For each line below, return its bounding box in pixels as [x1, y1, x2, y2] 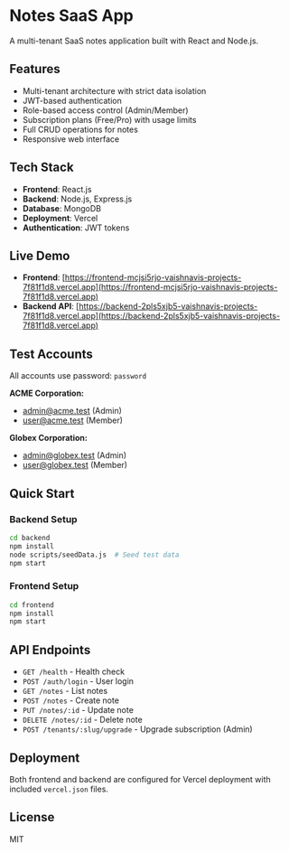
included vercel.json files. [9, 783, 108, 794]
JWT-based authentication [22, 95, 122, 106]
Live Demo [9, 248, 70, 263]
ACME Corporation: [9, 388, 84, 398]
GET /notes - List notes [22, 686, 108, 697]
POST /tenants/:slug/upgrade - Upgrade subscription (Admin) [22, 724, 253, 735]
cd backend [9, 533, 51, 542]
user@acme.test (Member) [22, 415, 124, 426]
